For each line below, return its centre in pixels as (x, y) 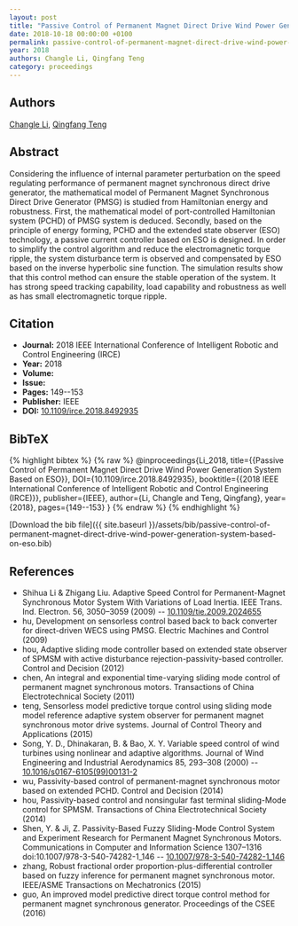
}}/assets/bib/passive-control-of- (209, 525)
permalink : (29, 42)
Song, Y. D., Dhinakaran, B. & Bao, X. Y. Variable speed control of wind (150, 743)
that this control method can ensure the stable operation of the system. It (143, 277)
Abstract (34, 152)
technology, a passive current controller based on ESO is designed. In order (148, 239)
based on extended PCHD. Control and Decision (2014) (123, 790)
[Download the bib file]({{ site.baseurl (78, 525)
